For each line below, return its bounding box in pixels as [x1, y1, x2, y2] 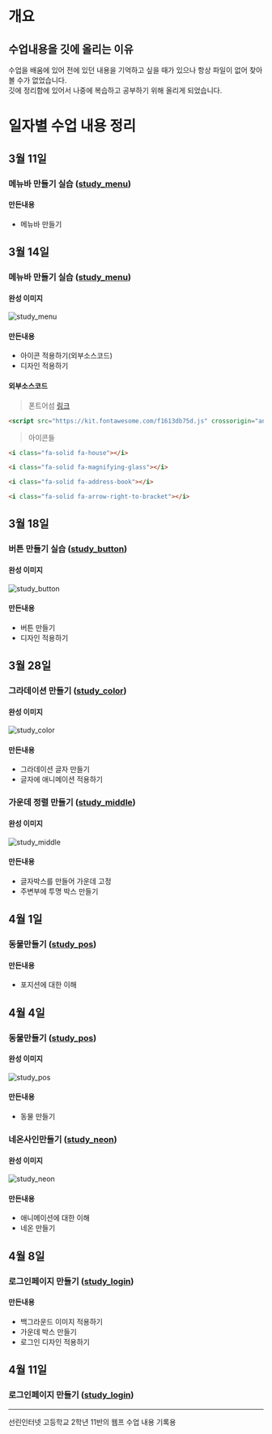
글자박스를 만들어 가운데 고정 [19, 876, 112, 886]
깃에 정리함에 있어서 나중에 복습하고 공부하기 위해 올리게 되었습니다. [8, 86, 223, 95]
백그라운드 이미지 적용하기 [19, 1316, 104, 1326]
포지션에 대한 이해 [19, 980, 77, 990]
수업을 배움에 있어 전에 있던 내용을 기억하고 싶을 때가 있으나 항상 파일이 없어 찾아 [8, 66, 263, 75]
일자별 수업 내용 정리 [8, 117, 136, 135]
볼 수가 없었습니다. [8, 75, 67, 85]
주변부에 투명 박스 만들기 [19, 886, 99, 896]
